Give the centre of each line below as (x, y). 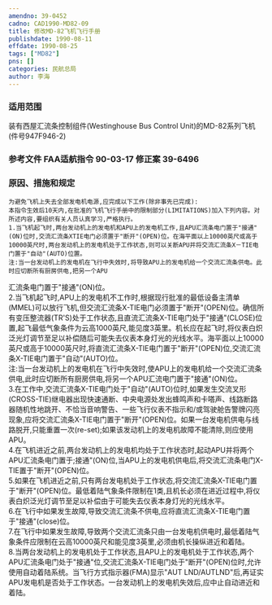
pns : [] (22, 62)
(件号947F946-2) (37, 136)
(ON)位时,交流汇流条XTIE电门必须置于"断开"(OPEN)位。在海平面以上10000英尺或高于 (133, 237)
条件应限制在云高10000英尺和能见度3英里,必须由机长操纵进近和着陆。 (132, 541)
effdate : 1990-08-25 (43, 46)
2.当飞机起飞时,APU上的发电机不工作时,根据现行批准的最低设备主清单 (124, 297)
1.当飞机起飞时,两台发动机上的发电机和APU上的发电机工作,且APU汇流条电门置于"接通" (133, 228)
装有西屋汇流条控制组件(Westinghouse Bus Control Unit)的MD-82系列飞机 (132, 125)
